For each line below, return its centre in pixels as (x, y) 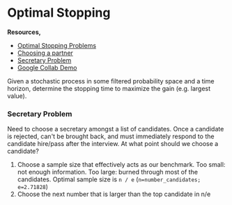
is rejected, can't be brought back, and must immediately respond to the (111, 136)
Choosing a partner (45, 53)
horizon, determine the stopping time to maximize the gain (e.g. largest (109, 88)
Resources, (24, 32)
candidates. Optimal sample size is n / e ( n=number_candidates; (109, 179)
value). (17, 96)
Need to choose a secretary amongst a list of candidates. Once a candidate (116, 129)
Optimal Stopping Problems (56, 45)
